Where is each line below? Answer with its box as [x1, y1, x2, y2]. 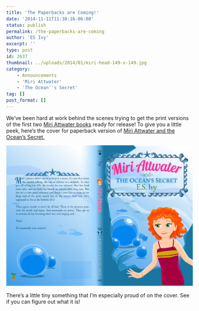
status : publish [6, 22, 46, 28]
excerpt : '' [6, 41, 36, 47]
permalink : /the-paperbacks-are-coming [6, 29, 105, 34]
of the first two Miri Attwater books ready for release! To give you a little [6, 121, 182, 128]
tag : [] [6, 91, 25, 98]
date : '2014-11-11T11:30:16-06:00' [6, 15, 94, 22]
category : [6, 66, 31, 72]
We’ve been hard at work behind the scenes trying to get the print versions [6, 114, 189, 121]
